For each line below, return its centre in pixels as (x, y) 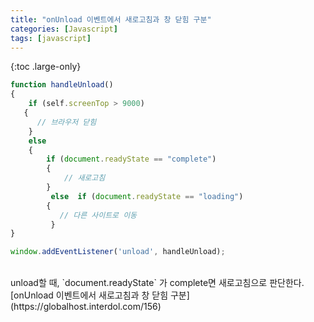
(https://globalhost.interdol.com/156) (86, 307)
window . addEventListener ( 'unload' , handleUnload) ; (118, 252)
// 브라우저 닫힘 (66, 122)
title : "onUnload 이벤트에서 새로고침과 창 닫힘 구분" (111, 19)
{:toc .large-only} (46, 67)
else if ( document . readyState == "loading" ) (147, 196)
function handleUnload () (62, 85)
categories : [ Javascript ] (64, 29)
